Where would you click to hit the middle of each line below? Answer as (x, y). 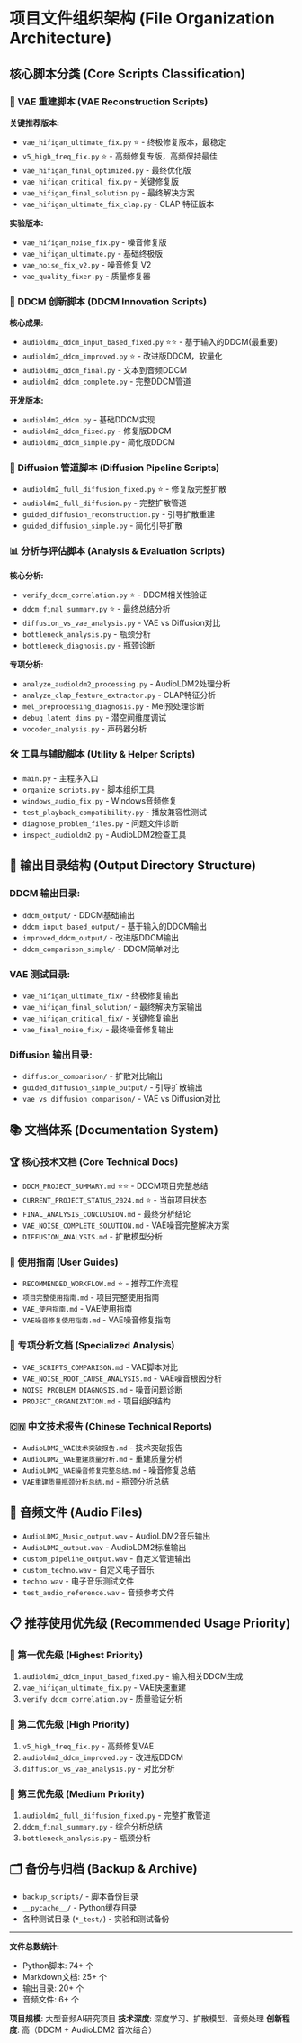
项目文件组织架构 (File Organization (142, 18)
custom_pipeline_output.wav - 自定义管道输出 (107, 1558)
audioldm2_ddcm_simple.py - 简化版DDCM (99, 442)
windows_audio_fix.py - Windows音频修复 (100, 801)
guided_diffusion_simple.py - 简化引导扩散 (102, 526)
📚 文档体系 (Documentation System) (114, 1130)
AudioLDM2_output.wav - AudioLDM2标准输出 (104, 1547)
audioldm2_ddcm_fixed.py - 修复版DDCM (97, 431)
